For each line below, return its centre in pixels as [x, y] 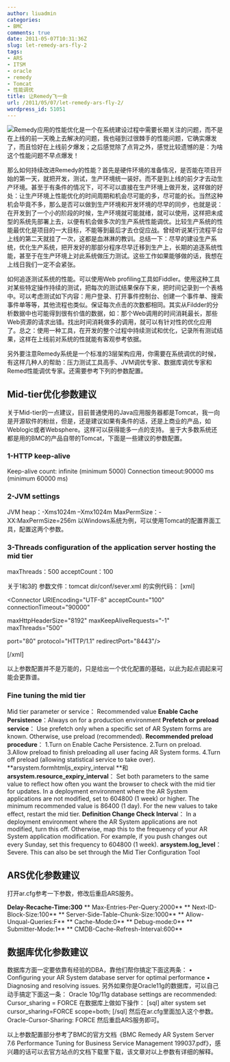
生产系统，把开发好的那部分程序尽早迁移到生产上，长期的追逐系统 [124, 247]
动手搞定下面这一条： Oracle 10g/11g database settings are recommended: [112, 994]
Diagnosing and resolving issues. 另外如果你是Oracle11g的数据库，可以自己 [113, 986]
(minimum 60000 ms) [38, 478]
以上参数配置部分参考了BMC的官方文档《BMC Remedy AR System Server [111, 1035]
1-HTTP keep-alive [39, 456]
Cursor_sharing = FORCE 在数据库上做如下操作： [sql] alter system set [107, 1003]
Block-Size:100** [32, 914]
